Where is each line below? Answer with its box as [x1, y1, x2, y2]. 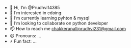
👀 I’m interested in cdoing [9, 10, 62, 16]
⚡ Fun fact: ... [9, 38, 37, 44]
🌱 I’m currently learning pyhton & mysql [9, 15, 90, 21]
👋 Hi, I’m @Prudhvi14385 [9, 5, 60, 10]
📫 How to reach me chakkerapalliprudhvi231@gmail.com [9, 26, 126, 31]
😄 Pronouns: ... [9, 33, 42, 39]
